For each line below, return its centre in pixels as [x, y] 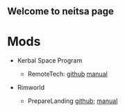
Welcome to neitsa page [61, 11]
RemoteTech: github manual [67, 74]
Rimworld [31, 88]
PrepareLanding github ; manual [73, 101]
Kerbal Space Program [50, 61]
